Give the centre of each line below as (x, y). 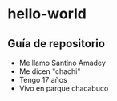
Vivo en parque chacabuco (64, 88)
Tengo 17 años (43, 80)
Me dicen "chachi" (50, 71)
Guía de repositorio (56, 44)
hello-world (47, 14)
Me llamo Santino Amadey (62, 63)
